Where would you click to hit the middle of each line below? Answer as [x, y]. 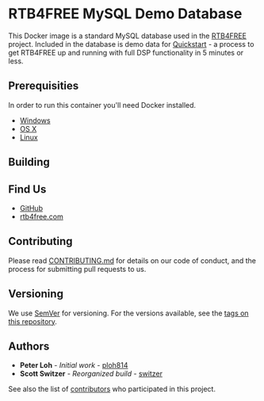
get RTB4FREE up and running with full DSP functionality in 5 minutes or [126, 52]
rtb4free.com [41, 216]
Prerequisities [44, 86]
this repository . [33, 321]
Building [29, 162]
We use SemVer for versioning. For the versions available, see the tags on [128, 313]
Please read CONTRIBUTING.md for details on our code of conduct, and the [132, 260]
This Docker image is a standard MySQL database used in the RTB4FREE [128, 36]
